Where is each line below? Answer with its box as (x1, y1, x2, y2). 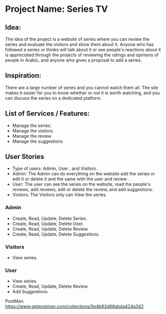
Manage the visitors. (12, 127, 54, 134)
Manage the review (12, 133, 52, 139)
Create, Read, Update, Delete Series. (12, 215, 87, 221)
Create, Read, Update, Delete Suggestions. (12, 231, 100, 237)
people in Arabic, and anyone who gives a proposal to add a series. (5, 57, 142, 63)
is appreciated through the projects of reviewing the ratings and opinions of (5, 52, 159, 58)
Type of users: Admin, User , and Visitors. (12, 165, 97, 171)
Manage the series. (12, 122, 52, 128)
